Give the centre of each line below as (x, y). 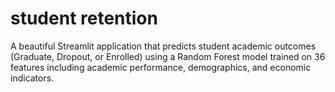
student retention (84, 18)
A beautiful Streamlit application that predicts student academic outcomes (163, 46)
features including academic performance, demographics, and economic (161, 67)
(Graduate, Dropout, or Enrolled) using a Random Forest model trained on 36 (168, 56)
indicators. (32, 78)
